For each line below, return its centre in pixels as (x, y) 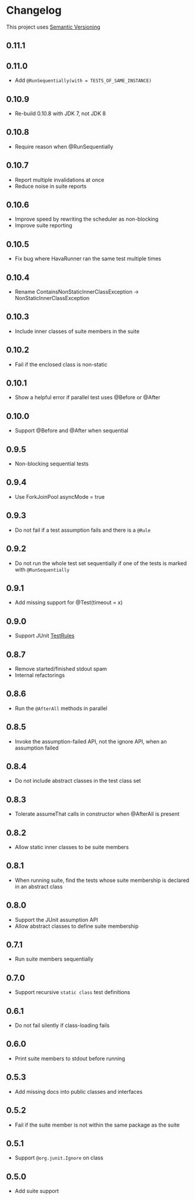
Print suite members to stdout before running (70, 1058)
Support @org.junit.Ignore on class (59, 1158)
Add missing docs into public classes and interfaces (78, 1091)
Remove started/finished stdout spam (61, 668)
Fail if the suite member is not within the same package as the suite (97, 1125)
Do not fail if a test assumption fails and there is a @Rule (83, 530)
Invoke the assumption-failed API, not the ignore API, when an (91, 741)
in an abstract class (39, 886)
